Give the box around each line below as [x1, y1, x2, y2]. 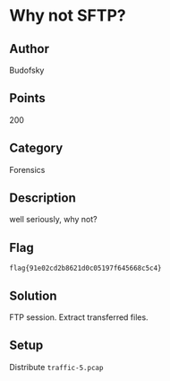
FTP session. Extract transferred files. [9, 312, 149, 323]
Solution [9, 288, 57, 303]
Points [9, 91, 47, 106]
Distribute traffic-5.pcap [9, 361, 104, 372]
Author [9, 41, 49, 56]
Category [9, 141, 64, 156]
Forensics [9, 164, 46, 175]
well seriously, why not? [9, 214, 98, 225]
